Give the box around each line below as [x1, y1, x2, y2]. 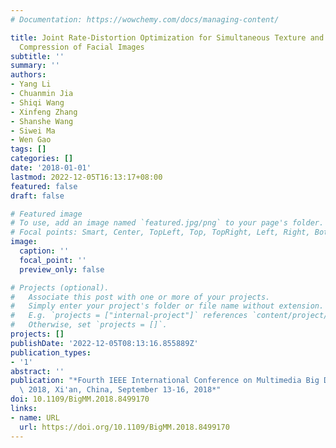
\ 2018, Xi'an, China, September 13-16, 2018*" [19, 385, 222, 395]
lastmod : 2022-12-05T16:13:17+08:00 [10, 172, 163, 182]
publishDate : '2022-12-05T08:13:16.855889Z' [10, 338, 199, 348]
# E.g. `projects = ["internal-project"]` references [10, 311, 248, 321]
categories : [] [10, 154, 74, 164]
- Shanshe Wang [10, 116, 74, 126]
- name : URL [10, 412, 60, 423]
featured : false [10, 181, 78, 191]
